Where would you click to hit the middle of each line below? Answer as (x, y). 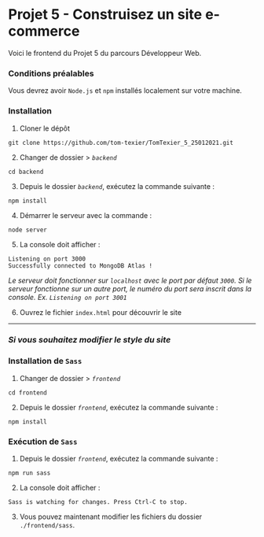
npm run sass (29, 473)
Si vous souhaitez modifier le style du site (90, 340)
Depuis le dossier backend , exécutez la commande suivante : (117, 186)
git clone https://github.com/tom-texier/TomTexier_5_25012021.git (121, 143)
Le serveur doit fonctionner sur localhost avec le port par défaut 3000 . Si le (130, 280)
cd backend (26, 172)
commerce (44, 31)
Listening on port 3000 (47, 259)
